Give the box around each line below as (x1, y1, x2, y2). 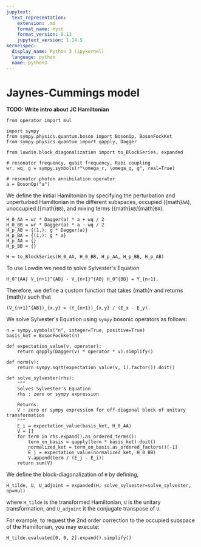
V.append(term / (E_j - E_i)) (28, 455, 104, 461)
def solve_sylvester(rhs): (6, 375, 75, 381)
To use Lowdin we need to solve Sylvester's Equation (6, 265, 140, 272)
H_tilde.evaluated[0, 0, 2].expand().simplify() (6, 535, 132, 541)
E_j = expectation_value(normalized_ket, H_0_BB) (28, 450, 156, 456)
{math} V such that (6, 293, 52, 301)
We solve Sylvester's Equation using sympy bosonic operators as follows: (6, 316, 188, 323)
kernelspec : (6, 43, 36, 49)
